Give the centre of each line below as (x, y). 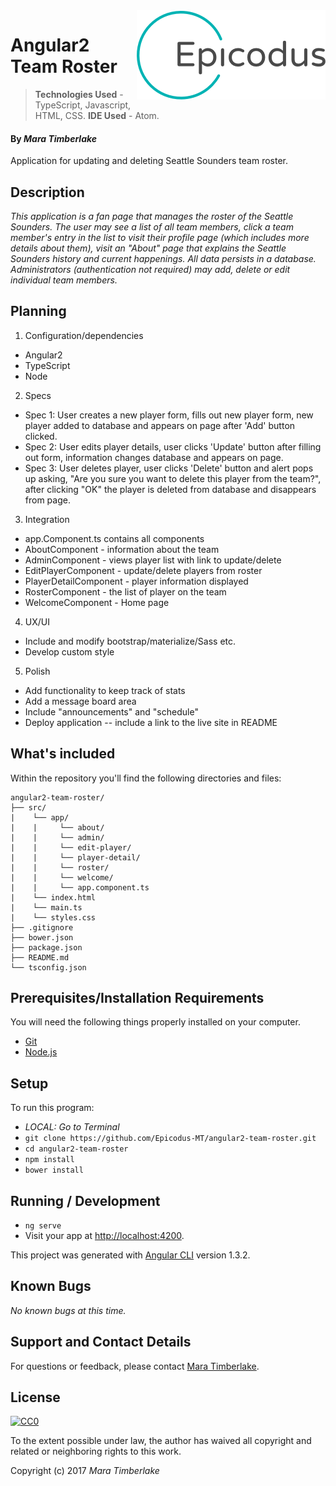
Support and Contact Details (101, 1342)
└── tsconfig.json (48, 967)
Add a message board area (80, 701)
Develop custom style (69, 651)
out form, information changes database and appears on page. (154, 457)
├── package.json (46, 947)
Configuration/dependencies (84, 335)
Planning (38, 311)
